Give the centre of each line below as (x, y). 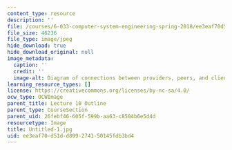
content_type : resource (41, 13)
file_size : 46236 (32, 33)
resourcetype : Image (37, 123)
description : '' (30, 20)
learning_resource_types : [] (49, 84)
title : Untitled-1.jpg (40, 129)
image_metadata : (30, 59)
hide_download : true (37, 46)
